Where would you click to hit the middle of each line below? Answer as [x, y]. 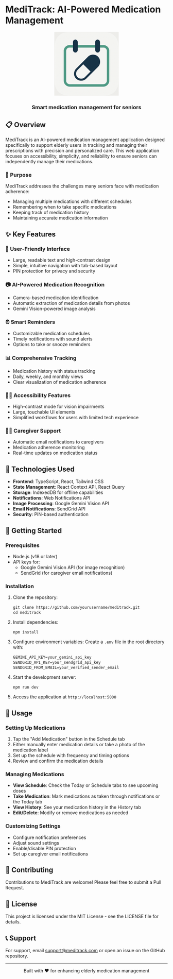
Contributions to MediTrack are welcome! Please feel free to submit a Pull [83, 882]
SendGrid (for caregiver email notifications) [66, 573]
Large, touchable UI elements [44, 412]
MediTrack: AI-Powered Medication [83, 10]
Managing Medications [35, 774]
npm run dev [25, 688]
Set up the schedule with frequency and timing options [71, 755]
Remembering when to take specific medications [65, 207]
